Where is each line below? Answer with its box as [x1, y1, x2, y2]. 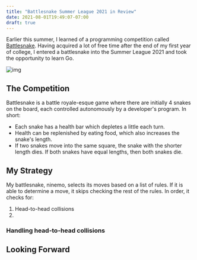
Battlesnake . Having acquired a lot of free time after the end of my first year [6, 42, 191, 49]
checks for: [6, 194, 34, 201]
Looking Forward [6, 245, 70, 255]
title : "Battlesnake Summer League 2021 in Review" [6, 8, 136, 15]
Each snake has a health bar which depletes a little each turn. [14, 123, 165, 130]
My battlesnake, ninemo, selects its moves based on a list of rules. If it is [6, 181, 183, 188]
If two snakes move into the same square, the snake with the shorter [14, 142, 182, 149]
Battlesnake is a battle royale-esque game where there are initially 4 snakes [6, 99, 191, 107]
